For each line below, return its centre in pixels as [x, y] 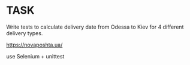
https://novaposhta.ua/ [34, 45]
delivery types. [25, 33]
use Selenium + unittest [35, 56]
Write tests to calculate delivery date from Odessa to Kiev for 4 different [95, 27]
